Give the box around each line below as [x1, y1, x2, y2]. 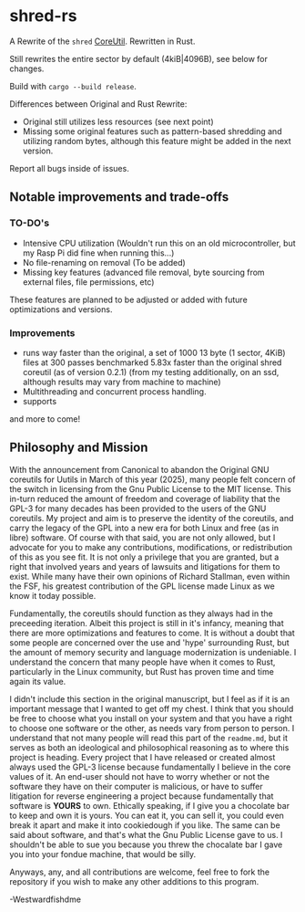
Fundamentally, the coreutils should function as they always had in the [9, 608, 273, 619]
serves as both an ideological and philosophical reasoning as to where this [9, 741, 290, 753]
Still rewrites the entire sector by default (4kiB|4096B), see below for [9, 53, 269, 64]
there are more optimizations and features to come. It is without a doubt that [9, 627, 296, 638]
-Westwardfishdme [9, 894, 82, 905]
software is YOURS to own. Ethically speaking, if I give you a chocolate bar [9, 800, 290, 811]
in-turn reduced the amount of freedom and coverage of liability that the [9, 493, 280, 504]
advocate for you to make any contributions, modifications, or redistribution [9, 541, 293, 552]
